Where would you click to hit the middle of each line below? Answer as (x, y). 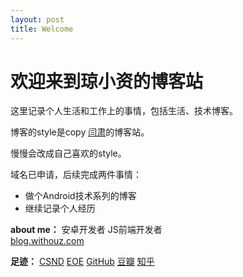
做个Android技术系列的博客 (80, 196)
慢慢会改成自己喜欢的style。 (68, 153)
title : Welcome (42, 29)
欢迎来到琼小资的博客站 (107, 81)
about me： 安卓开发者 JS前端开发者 (86, 230)
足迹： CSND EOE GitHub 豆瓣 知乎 (82, 262)
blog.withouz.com (47, 241)
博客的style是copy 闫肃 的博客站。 (80, 132)
